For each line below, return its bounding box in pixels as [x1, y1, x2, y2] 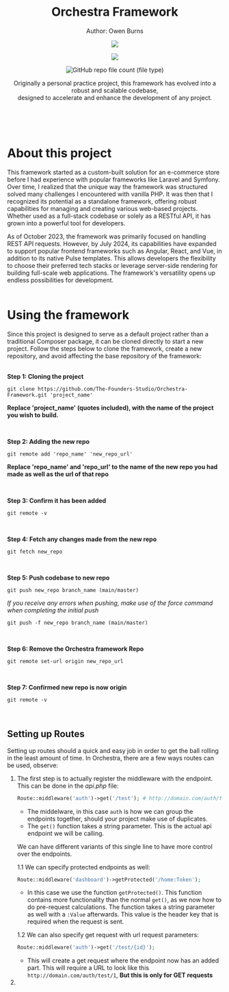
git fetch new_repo [7, 548, 63, 555]
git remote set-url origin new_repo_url [7, 658, 124, 665]
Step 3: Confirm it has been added [7, 496, 107, 504]
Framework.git [7, 391, 48, 398]
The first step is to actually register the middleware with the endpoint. [16, 774, 213, 782]
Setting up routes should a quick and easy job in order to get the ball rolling [7, 746, 219, 754]
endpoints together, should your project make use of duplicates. [27, 815, 208, 823]
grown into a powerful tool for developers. [7, 219, 126, 227]
